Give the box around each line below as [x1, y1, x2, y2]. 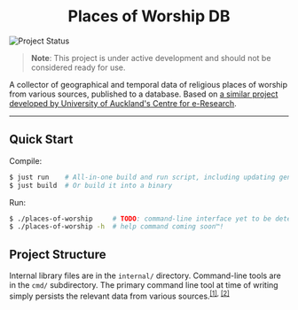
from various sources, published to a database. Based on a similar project [9, 89, 278, 99]
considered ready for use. [30, 62, 126, 73]
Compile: [9, 155, 43, 166]
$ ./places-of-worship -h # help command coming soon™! [9, 222, 224, 231]
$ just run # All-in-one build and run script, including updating [9, 173, 276, 182]
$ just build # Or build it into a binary [9, 181, 173, 190]
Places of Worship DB [67, 6, 231, 27]
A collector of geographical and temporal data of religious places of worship [9, 79, 288, 89]
